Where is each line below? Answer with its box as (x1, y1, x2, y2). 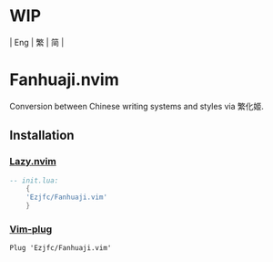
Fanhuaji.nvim (9, 69, 120, 90)
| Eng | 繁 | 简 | (9, 37, 65, 47)
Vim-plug (9, 223, 53, 236)
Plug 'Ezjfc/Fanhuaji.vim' (9, 244, 112, 253)
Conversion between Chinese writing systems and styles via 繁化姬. (9, 100, 264, 111)
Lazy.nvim (9, 155, 56, 168)
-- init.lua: (9, 175, 59, 185)
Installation (9, 128, 75, 143)
